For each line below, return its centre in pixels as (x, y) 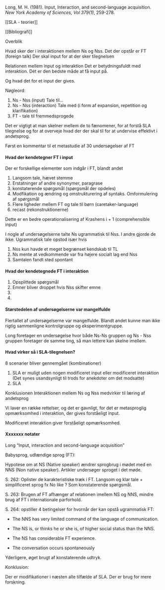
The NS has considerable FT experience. (54, 538)
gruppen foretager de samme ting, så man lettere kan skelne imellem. (76, 341)
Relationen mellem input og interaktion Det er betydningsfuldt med (73, 66)
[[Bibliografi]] (19, 32)
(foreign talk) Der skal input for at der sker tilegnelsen (60, 56)
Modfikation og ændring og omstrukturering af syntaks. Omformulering (85, 194)
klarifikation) (25, 111)
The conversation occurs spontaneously (54, 548)
